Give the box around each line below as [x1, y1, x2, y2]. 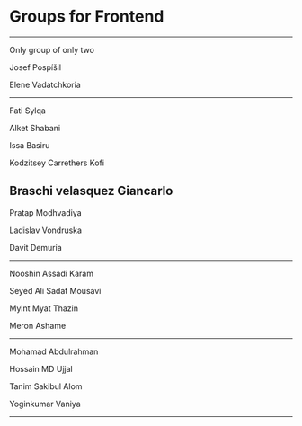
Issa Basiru [9, 139, 50, 150]
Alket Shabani [9, 122, 61, 133]
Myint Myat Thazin [9, 303, 79, 314]
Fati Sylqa [9, 105, 47, 116]
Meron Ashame [9, 320, 67, 331]
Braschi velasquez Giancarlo [9, 183, 173, 199]
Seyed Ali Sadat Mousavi [9, 285, 102, 296]
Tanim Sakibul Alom [9, 380, 83, 392]
